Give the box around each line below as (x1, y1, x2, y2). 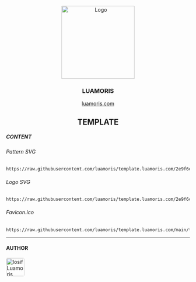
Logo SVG (6, 178, 30, 185)
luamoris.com (81, 100, 115, 107)
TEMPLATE (77, 117, 119, 127)
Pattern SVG (6, 148, 36, 155)
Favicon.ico (6, 209, 34, 216)
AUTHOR (6, 245, 29, 252)
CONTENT (6, 133, 32, 140)
